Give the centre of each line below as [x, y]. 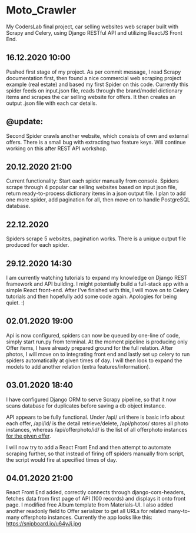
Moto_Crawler [41, 10]
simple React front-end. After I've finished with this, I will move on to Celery [98, 290]
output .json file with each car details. [52, 103]
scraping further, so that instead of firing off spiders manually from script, [95, 453]
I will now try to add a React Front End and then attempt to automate [89, 447]
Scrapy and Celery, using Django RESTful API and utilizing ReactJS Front [94, 32]
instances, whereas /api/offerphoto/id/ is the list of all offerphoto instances [97, 429]
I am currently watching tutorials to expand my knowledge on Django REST [97, 278]
